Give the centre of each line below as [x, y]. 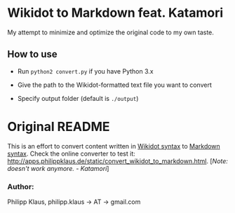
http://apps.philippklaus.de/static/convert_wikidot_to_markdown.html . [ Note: [117, 161]
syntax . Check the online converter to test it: [71, 153]
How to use [32, 54]
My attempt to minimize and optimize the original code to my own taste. [110, 32]
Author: [21, 186]
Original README [59, 126]
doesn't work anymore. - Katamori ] [58, 168]
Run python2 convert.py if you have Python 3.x [85, 71]
